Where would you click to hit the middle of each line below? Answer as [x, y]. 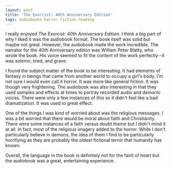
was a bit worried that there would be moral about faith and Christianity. [81, 119]
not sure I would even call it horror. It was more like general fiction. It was [82, 81]
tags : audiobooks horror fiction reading [50, 19]
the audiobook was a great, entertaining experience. [60, 161]
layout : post [19, 10]
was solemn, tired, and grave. [36, 61]
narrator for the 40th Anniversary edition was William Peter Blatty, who [79, 50]
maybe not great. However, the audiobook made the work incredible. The [82, 45]
